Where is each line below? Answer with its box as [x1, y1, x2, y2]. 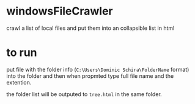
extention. [6, 78, 32, 86]
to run [6, 46, 38, 60]
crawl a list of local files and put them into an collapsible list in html [6, 24, 175, 32]
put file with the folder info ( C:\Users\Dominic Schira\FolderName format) [6, 66, 189, 73]
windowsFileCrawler [6, 4, 113, 18]
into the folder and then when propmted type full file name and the [6, 72, 174, 80]
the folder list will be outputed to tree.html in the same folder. [6, 90, 162, 98]
